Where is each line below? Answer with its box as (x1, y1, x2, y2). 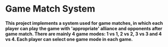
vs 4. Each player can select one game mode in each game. (5, 36, 133, 42)
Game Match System (5, 3, 96, 15)
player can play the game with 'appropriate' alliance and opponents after (5, 25, 162, 31)
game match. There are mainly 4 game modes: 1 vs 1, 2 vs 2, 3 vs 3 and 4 (5, 31, 162, 37)
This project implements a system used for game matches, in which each (5, 20, 163, 26)
